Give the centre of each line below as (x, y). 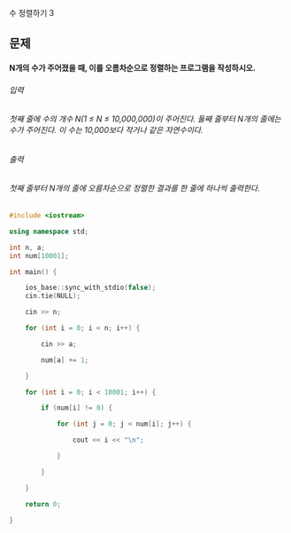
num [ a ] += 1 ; (65, 360)
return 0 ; (43, 504)
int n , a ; (27, 247)
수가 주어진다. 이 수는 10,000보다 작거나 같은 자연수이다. (106, 130)
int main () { (33, 272)
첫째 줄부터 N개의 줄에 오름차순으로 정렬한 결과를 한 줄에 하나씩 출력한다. (135, 188)
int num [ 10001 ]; (39, 255)
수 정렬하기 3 (32, 13)
